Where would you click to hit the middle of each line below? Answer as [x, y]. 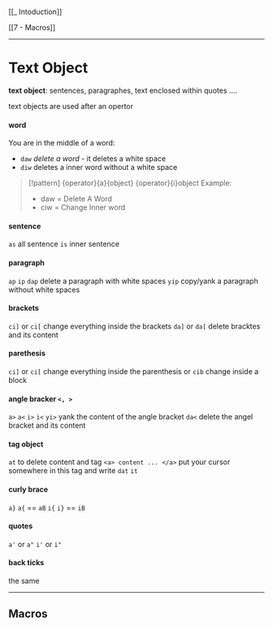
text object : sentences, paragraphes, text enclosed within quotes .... [123, 90]
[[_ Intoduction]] [35, 12]
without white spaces [44, 289]
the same [24, 580]
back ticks [26, 563]
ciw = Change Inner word [83, 207]
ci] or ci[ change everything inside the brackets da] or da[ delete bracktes [134, 326]
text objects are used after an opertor [71, 106]
